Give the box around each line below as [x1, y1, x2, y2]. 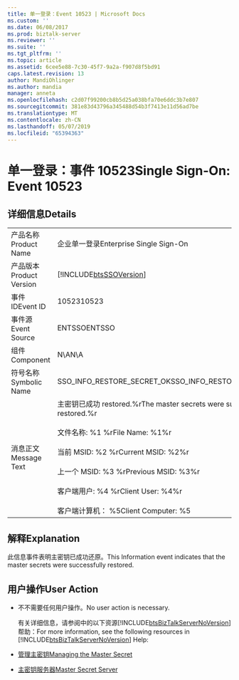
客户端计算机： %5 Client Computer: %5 [57, 506, 191, 516]
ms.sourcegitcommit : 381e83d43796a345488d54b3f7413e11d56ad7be [7, 103, 199, 110]
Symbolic [11, 377, 43, 387]
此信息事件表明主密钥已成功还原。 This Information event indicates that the [7, 553, 225, 561]
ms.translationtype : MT [7, 110, 78, 117]
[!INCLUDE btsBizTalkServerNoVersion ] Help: [17, 635, 149, 644]
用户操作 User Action [7, 583, 99, 595]
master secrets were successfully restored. [7, 560, 134, 570]
